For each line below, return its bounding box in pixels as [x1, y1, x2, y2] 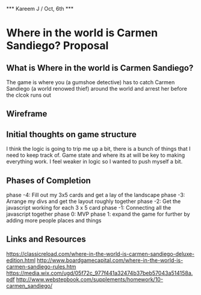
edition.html [6, 257, 36, 264]
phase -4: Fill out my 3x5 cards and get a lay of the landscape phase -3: [6, 192, 185, 199]
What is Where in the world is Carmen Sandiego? [6, 62, 194, 73]
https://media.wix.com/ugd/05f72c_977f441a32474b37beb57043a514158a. [6, 269, 193, 276]
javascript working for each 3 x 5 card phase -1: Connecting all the [6, 204, 172, 211]
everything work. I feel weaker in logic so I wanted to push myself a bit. [6, 158, 183, 165]
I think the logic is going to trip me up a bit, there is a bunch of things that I [6, 145, 191, 153]
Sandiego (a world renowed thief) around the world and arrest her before [6, 85, 188, 92]
